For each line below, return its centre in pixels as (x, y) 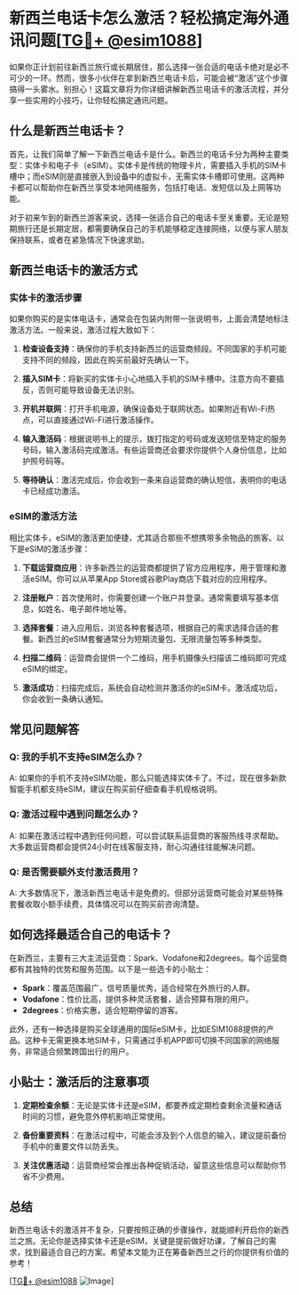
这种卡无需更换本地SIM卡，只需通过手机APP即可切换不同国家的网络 (148, 1040)
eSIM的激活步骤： (57, 549)
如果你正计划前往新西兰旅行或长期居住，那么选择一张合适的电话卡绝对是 (141, 67)
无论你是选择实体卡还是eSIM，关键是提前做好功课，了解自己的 (154, 1241)
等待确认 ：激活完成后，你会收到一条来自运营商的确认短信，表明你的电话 (154, 480)
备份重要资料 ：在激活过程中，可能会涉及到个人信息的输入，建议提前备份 (154, 1135)
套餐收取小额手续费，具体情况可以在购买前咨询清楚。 (106, 905)
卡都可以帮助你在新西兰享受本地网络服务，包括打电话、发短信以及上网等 (141, 187)
